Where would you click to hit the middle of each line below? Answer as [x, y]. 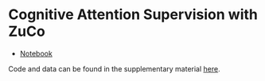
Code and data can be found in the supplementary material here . [114, 68]
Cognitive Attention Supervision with [133, 15]
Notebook [36, 53]
